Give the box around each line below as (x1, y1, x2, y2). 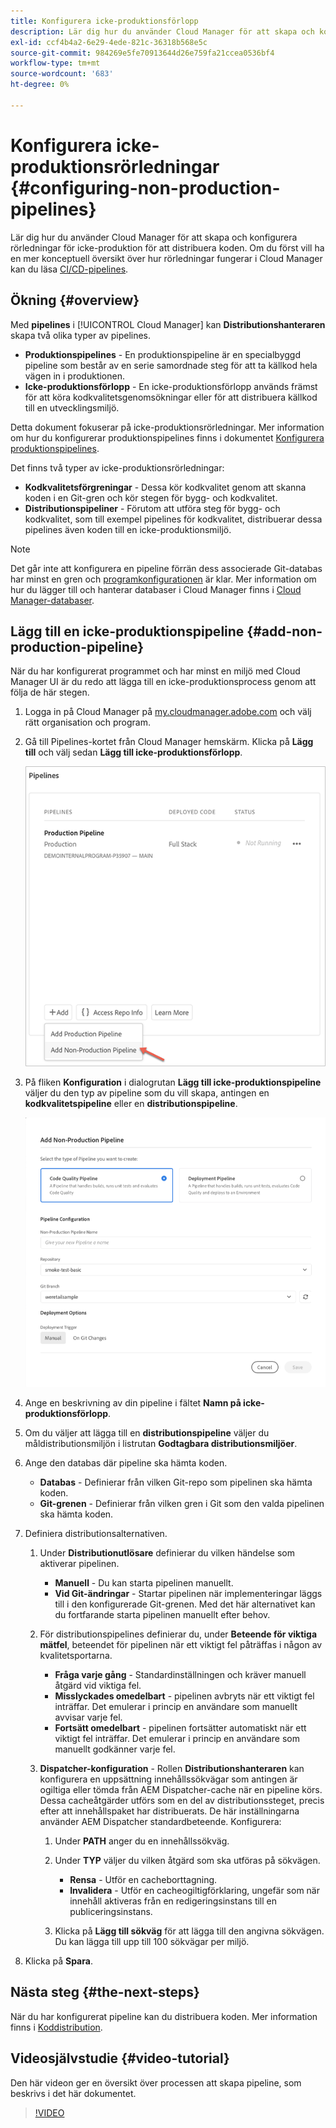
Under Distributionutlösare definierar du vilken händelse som (39, 1547, 296, 1559)
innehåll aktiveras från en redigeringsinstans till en (69, 1895, 278, 1907)
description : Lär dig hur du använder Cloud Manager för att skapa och (10, 26, 315, 37)
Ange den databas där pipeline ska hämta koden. (24, 1457, 228, 1469)
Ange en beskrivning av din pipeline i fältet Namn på (24, 1397, 242, 1409)
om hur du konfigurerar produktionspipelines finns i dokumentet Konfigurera (10, 431, 325, 444)
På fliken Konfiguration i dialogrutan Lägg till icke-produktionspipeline (24, 1076, 322, 1088)
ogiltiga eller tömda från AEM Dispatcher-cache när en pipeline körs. (39, 1784, 323, 1796)
